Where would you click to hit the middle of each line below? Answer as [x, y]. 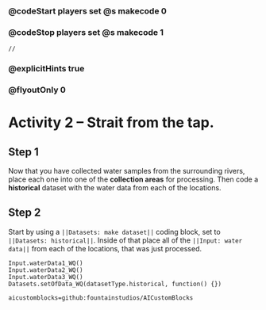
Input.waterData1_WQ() [46, 263]
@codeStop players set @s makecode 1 [86, 32]
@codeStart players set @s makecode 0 [87, 11]
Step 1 [24, 152]
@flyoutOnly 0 [37, 90]
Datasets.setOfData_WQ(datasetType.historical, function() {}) [115, 284]
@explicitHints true [46, 69]
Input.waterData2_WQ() [46, 270]
